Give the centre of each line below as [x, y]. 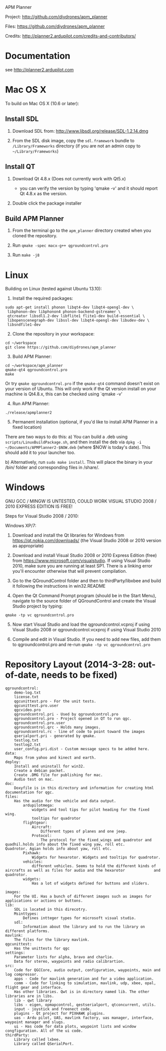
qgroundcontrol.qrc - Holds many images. [57, 727]
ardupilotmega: [39, 805]
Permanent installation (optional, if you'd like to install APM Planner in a [85, 422]
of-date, [22, 675]
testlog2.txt [28, 745]
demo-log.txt [28, 693]
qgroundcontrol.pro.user [40, 723]
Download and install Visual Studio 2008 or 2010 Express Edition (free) [84, 555]
